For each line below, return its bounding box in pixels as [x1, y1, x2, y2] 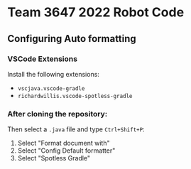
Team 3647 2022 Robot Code [7, 4, 185, 21]
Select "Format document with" [17, 139, 110, 148]
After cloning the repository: [7, 109, 108, 119]
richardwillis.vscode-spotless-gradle [17, 92, 133, 99]
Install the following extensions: [7, 70, 99, 78]
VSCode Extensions [7, 54, 78, 64]
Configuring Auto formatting [7, 33, 136, 45]
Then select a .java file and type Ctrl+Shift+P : [7, 125, 145, 133]
